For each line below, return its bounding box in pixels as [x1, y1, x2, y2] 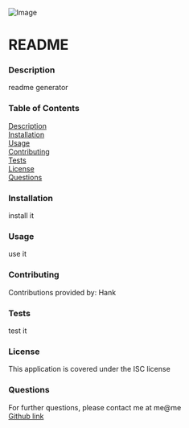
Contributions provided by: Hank [8, 287, 117, 297]
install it [8, 211, 35, 220]
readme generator [8, 83, 68, 93]
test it [8, 326, 27, 335]
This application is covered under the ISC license [8, 364, 171, 374]
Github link [8, 411, 44, 421]
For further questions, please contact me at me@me [8, 402, 182, 412]
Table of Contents [8, 103, 80, 114]
